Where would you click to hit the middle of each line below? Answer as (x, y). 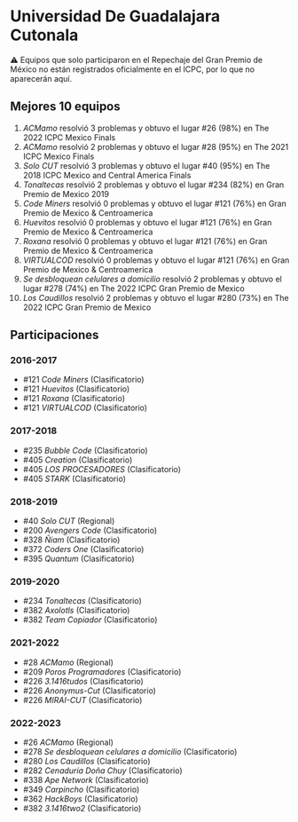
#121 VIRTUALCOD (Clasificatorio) (85, 408)
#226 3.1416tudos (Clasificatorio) (83, 681)
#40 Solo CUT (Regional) (69, 521)
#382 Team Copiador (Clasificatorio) (90, 620)
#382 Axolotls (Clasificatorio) (76, 611)
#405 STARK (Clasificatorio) (74, 478)
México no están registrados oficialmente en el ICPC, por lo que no (133, 69)
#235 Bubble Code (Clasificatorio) (86, 450)
